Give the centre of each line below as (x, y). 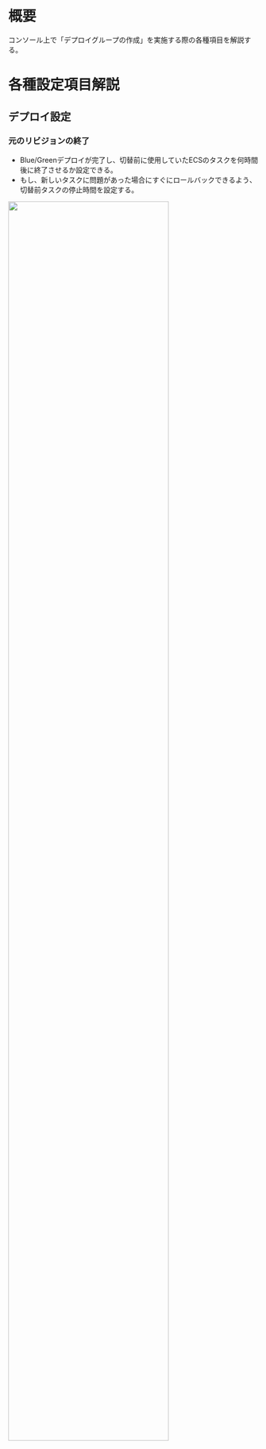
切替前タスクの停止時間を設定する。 (79, 189)
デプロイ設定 (40, 116)
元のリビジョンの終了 (49, 141)
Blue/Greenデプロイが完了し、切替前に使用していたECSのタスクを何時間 (139, 160)
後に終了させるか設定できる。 (68, 170)
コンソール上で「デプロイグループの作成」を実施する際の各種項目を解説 (126, 40)
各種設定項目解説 (64, 85)
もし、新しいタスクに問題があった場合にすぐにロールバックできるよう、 (138, 180)
